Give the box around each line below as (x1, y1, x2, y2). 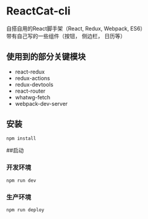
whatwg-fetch (14, 93, 51, 100)
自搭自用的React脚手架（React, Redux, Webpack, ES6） (6, 25, 146, 32)
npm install (6, 135, 36, 141)
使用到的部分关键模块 (6, 52, 86, 62)
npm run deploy (6, 206, 45, 213)
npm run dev (6, 177, 36, 184)
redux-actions (14, 74, 50, 82)
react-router (14, 87, 46, 94)
